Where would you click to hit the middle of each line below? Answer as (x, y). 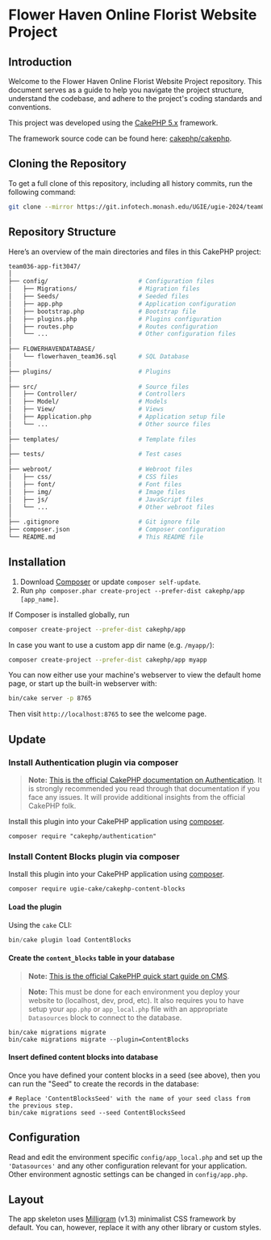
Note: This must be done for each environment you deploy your (134, 992)
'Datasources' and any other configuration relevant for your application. (128, 1166)
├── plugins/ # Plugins (90, 371)
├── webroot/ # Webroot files (101, 470)
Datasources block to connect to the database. (105, 1018)
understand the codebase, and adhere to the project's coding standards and (135, 98)
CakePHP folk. (52, 806)
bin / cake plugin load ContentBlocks (70, 940)
